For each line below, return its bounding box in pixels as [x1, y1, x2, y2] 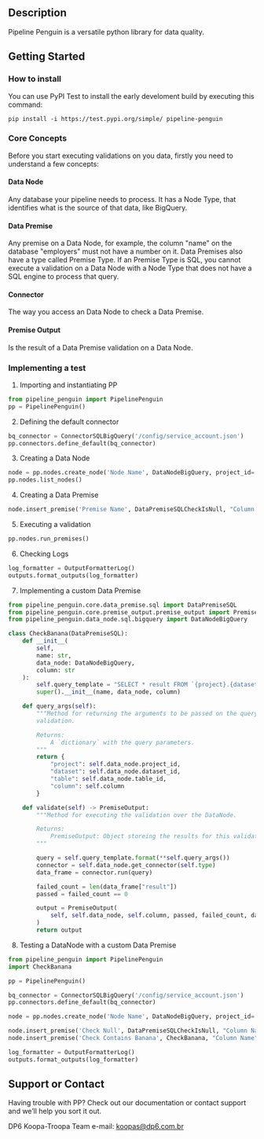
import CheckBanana [8, 962, 72, 971]
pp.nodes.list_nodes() [8, 476, 82, 484]
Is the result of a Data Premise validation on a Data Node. [8, 342, 194, 352]
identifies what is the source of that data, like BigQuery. [8, 203, 188, 212]
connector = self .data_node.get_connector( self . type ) [36, 861, 216, 869]
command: [8, 100, 43, 109]
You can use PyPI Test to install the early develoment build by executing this [8, 91, 255, 101]
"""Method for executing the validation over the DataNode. [36, 811, 237, 819]
